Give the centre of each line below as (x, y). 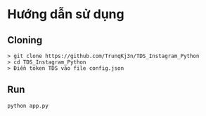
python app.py (28, 106)
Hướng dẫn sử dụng (66, 14)
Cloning (25, 40)
